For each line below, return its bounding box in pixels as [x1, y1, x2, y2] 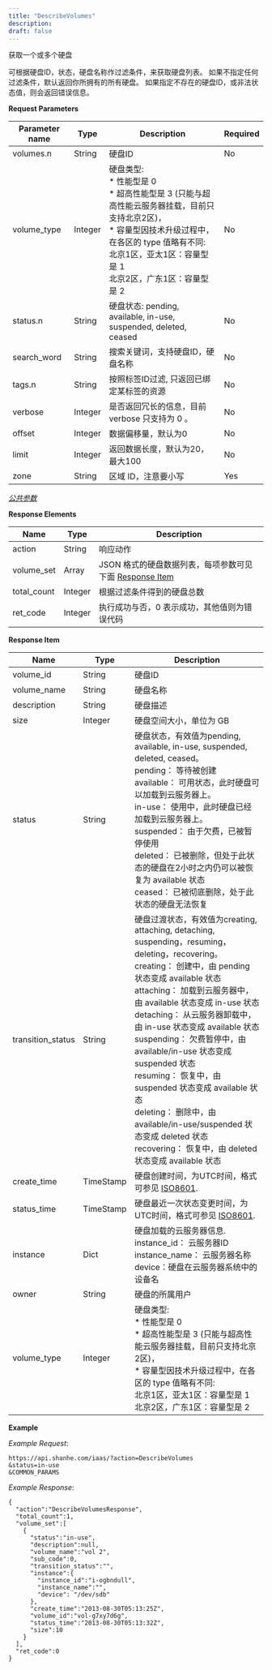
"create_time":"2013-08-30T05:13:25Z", [29, 1605, 164, 1613]
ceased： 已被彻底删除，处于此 [134, 887, 254, 898]
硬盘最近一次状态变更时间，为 [134, 1198, 249, 1209]
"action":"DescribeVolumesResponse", [15, 1505, 143, 1513]
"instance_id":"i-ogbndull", [37, 1577, 136, 1585]
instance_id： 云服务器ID [134, 1238, 229, 1249]
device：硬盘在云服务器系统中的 [134, 1262, 257, 1273]
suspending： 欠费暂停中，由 [134, 1033, 247, 1045]
